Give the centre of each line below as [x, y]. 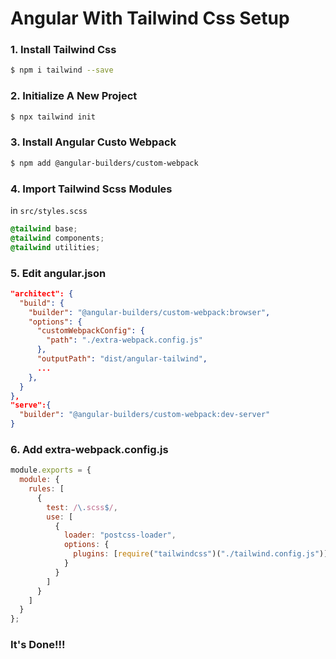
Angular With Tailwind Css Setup [150, 18]
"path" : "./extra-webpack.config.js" [124, 340]
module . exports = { [51, 470]
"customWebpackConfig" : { [90, 331]
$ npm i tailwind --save [62, 70]
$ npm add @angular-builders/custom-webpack [104, 163]
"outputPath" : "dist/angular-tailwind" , [122, 359]
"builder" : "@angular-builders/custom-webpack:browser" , [149, 312]
